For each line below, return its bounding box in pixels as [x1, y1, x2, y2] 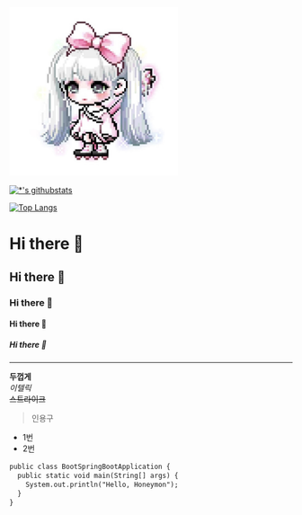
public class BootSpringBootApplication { [9, 462, 171, 472]
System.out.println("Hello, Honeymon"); [25, 480, 179, 490]
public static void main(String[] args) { [17, 471, 179, 481]
